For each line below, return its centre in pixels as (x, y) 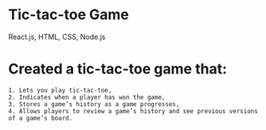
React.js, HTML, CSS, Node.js (57, 37)
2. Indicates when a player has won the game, (87, 97)
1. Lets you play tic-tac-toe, (60, 90)
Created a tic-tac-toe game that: (117, 69)
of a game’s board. (41, 118)
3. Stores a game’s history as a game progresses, (94, 104)
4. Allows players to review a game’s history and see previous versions (133, 111)
